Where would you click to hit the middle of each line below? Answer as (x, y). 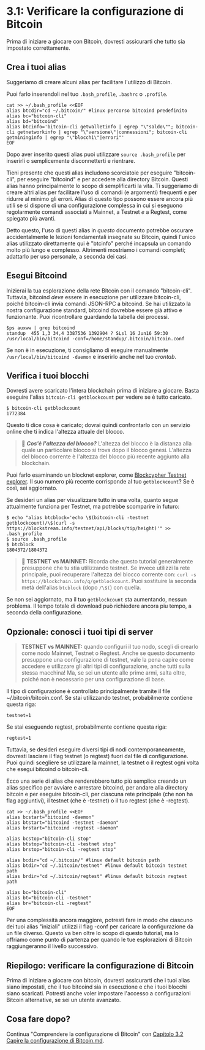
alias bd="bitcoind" (33, 121)
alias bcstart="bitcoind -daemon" (50, 817)
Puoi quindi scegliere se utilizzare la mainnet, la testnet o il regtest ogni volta (103, 762)
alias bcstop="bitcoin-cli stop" (49, 839)
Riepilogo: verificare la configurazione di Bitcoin (100, 966)
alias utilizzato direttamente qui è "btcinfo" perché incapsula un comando (99, 243)
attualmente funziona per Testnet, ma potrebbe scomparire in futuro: (93, 507)
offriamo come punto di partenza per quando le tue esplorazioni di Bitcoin (99, 940)
